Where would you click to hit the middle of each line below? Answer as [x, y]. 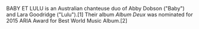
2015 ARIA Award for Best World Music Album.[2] [67, 21]
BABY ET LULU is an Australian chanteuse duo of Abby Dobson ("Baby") [96, 8]
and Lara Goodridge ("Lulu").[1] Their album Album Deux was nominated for [99, 14]
